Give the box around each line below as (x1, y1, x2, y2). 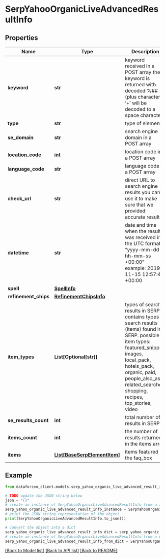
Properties (5, 34, 38, 42)
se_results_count (7, 417, 49, 423)
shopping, (125, 387, 148, 394)
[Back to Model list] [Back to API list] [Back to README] (5, 548, 118, 554)
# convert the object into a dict (5, 525, 76, 530)
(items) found (125, 326, 156, 332)
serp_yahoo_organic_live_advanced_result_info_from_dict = (5, 539, 129, 544)
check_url (7, 195, 31, 202)
